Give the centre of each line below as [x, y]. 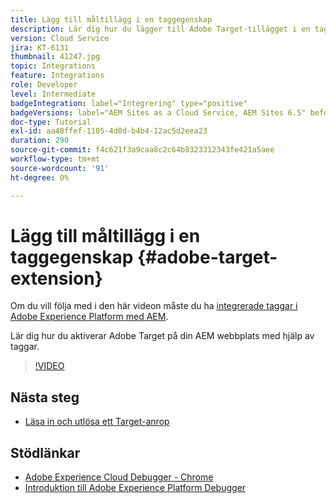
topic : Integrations [53, 66]
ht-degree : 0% [40, 177]
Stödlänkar [45, 452]
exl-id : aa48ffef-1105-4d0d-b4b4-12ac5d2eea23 [109, 131]
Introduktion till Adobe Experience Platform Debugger [135, 488]
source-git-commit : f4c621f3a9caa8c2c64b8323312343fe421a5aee [142, 150]
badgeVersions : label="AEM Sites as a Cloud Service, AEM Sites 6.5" [158, 112]
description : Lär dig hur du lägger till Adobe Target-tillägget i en [160, 29]
